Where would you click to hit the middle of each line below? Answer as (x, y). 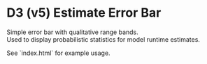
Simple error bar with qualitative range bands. (73, 32)
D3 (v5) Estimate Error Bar (84, 13)
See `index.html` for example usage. (58, 53)
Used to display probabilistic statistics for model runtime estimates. (103, 39)
